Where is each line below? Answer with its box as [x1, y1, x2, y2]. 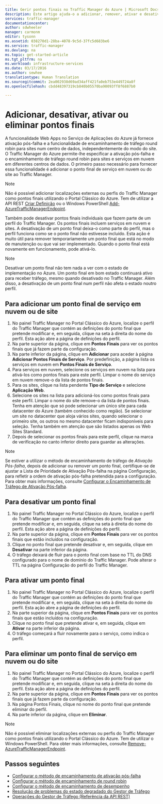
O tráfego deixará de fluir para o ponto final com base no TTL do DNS [12, 552, 152, 558]
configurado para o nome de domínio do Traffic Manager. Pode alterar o [12, 557, 157, 563]
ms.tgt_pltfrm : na [5, 57, 42, 62]
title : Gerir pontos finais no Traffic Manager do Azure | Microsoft [5, 7, 149, 12]
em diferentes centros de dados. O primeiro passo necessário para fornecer [5, 161, 158, 167]
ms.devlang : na [5, 48, 36, 52]
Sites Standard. [12, 428, 43, 435]
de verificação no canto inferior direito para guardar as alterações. [12, 439, 146, 445]
